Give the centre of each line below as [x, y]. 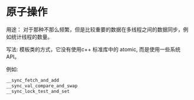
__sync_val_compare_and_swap [42, 86]
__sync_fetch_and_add [33, 80]
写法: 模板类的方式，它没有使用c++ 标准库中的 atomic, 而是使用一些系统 [93, 49]
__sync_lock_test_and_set [38, 91]
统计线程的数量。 [32, 36]
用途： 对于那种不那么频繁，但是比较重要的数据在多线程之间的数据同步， [95, 29]
